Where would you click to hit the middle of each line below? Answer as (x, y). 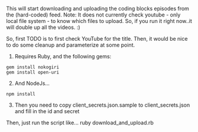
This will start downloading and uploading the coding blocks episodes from (98, 9)
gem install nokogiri (33, 67)
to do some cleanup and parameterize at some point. (71, 45)
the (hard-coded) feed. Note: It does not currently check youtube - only (93, 15)
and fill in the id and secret (47, 111)
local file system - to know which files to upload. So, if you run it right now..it (99, 21)
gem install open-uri (33, 72)
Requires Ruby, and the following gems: (63, 56)
